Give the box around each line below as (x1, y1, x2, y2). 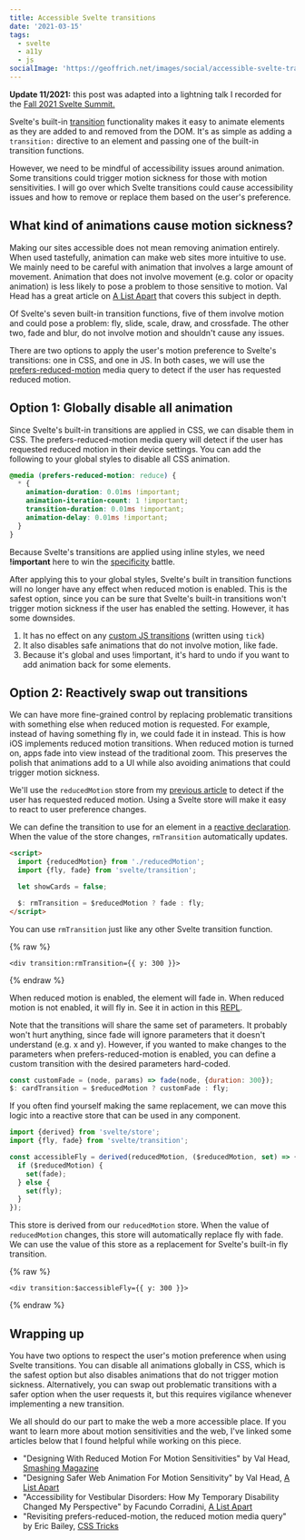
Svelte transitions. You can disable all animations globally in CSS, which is (9, 1360, 286, 1370)
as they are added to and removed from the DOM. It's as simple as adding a (9, 125, 292, 136)
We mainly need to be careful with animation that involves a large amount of (9, 261, 293, 273)
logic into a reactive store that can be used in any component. (9, 1110, 241, 1121)
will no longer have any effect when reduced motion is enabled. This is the (9, 583, 288, 594)
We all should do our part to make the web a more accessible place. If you (9, 1416, 287, 1426)
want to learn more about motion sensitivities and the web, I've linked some (9, 1426, 292, 1436)
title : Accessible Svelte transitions (9, 13, 156, 23)
